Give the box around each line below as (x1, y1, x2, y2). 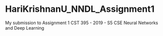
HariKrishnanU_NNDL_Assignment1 (5, 3, 155, 15)
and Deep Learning (5, 25, 45, 31)
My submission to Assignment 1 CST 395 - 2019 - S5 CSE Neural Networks (5, 20, 159, 26)
